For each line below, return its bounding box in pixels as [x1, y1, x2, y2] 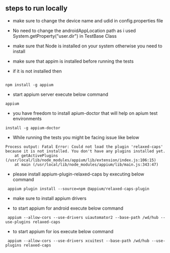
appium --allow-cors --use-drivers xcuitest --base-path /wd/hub [7, 238, 150, 243]
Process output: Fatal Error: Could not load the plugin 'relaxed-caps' [5, 144, 163, 149]
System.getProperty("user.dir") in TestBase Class [12, 33, 117, 39]
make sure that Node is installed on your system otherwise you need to [12, 43, 162, 49]
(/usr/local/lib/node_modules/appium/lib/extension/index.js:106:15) [5, 158, 157, 163]
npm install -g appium [5, 82, 54, 87]
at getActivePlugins [14, 153, 58, 158]
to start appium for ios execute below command [12, 228, 114, 234]
